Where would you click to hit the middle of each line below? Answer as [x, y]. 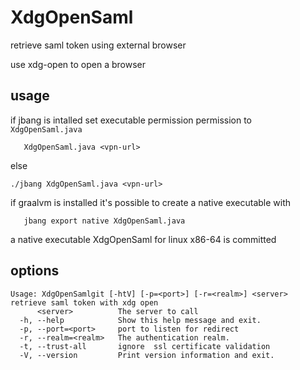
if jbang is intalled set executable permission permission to [131, 120]
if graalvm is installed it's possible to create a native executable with [151, 202]
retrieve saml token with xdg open [84, 302]
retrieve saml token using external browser [98, 45]
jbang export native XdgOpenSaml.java [104, 221]
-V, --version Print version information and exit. [147, 355]
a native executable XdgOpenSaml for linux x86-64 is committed [143, 239]
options [35, 271]
